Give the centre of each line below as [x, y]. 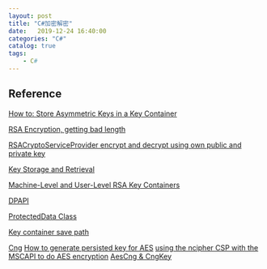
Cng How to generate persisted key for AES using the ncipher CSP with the [133, 247]
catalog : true [32, 46]
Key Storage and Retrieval [52, 169]
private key [27, 153]
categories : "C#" [38, 38]
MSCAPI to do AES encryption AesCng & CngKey [90, 256]
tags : [17, 53]
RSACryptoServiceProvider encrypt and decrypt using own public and [125, 145]
